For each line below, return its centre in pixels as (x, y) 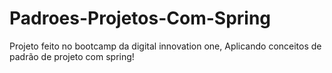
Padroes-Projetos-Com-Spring (140, 18)
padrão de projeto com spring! (72, 56)
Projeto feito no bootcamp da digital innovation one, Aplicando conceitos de (165, 46)
